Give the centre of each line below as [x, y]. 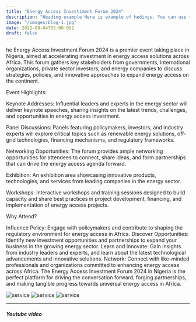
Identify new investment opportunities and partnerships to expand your [92, 240]
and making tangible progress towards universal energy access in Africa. [94, 284]
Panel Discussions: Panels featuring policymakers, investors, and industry [95, 128]
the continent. [23, 81]
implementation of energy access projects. [57, 205]
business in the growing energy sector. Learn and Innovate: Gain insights [94, 246]
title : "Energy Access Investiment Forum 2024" [65, 11]
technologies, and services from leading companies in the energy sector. [94, 181]
